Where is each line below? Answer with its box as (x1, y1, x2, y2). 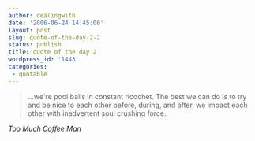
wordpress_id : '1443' (8, 56, 80, 64)
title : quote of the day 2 (8, 48, 97, 56)
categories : (8, 63, 47, 71)
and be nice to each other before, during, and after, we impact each (27, 100, 248, 109)
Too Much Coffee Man (8, 124, 81, 133)
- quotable (11, 70, 47, 78)
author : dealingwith (8, 11, 77, 20)
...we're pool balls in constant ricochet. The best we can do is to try (27, 91, 247, 101)
